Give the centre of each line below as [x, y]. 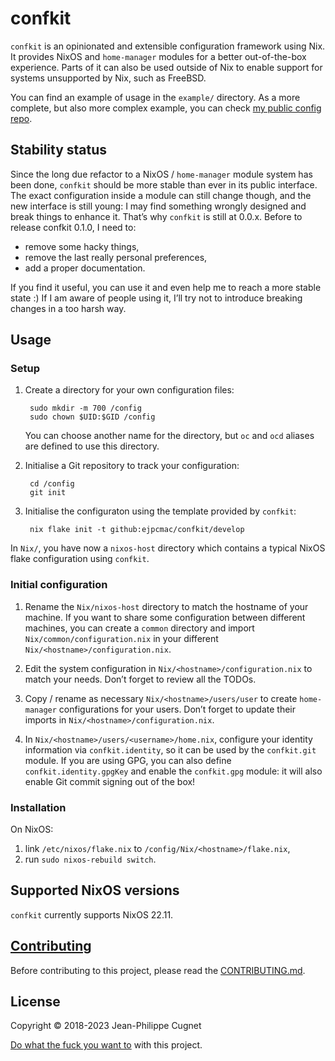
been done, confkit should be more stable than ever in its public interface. [164, 184]
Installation [38, 807]
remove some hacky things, [82, 246]
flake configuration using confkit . [80, 559]
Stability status [59, 150]
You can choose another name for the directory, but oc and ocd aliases [169, 436]
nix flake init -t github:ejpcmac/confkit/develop [137, 530]
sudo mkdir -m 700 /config [85, 408]
